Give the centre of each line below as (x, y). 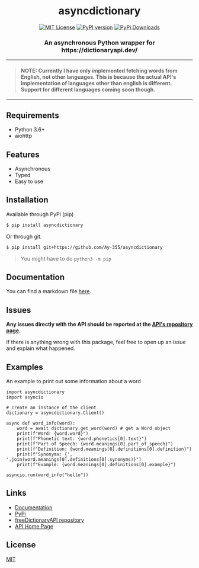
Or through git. (24, 236)
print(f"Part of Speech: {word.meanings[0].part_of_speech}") (95, 444)
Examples (25, 367)
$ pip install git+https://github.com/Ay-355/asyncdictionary (84, 247)
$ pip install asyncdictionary (45, 225)
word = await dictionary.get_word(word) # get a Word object (94, 429)
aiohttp (23, 136)
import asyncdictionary (36, 392)
